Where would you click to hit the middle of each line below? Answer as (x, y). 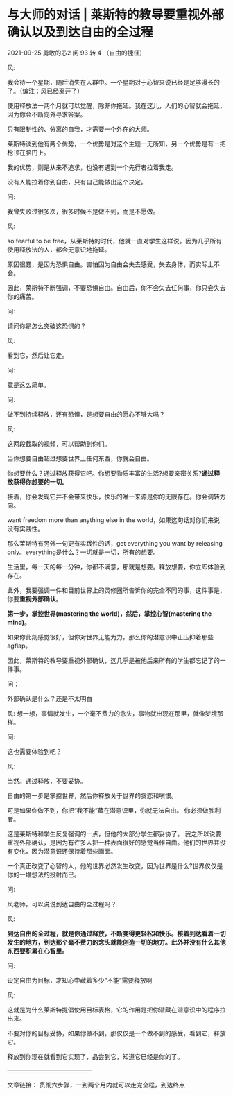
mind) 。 (19, 622)
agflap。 (19, 646)
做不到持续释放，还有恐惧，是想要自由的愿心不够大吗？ (86, 414)
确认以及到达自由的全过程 (80, 32)
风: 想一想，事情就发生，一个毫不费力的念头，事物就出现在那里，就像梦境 (112, 713)
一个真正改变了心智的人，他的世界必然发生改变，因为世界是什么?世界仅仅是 (115, 865)
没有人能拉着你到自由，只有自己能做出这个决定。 (77, 182)
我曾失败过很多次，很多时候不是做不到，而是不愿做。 (83, 211)
